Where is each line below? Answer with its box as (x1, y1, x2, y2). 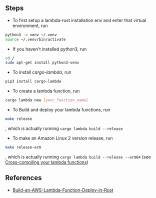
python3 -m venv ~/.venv (5, 32, 57, 37)
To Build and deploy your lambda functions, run (12, 107, 110, 113)
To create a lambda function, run (12, 88, 80, 94)
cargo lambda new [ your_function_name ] (5, 97, 88, 103)
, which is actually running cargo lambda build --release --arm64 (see (5, 153, 151, 159)
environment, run (12, 22, 48, 28)
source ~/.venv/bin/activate (5, 37, 66, 42)
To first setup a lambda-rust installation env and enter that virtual (12, 17, 146, 23)
